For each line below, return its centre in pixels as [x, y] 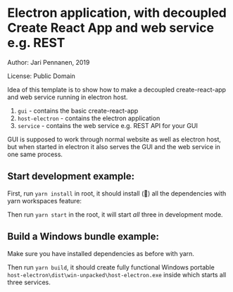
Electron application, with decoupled [117, 13]
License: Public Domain [42, 76]
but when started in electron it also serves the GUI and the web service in [114, 146]
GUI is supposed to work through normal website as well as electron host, [114, 139]
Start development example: [71, 176]
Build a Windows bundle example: [83, 237]
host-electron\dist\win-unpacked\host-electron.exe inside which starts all [117, 274]
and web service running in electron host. [68, 97]
